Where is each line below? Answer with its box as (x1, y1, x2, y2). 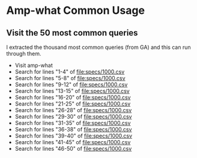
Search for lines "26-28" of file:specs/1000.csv (14, 107, 132, 113)
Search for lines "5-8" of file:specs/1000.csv (14, 75, 126, 81)
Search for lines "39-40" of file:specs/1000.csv (14, 132, 133, 139)
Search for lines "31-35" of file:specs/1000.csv (14, 119, 131, 127)
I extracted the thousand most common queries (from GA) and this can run (6, 43, 191, 51)
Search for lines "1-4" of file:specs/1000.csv (14, 68, 125, 75)
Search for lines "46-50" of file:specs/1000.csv (14, 145, 132, 152)
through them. (6, 50, 41, 57)
